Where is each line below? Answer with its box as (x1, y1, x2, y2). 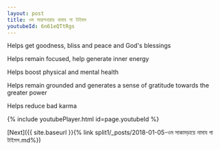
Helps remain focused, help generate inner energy (7, 55, 149, 63)
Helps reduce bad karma (7, 102, 77, 110)
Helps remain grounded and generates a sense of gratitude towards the (7, 82, 210, 90)
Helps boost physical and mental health (7, 68, 119, 76)
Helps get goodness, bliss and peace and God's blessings (7, 42, 171, 50)
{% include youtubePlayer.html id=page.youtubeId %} (7, 115, 160, 123)
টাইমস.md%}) (7, 136, 41, 145)
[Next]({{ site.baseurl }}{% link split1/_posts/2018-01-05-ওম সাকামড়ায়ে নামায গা (7, 128, 214, 137)
